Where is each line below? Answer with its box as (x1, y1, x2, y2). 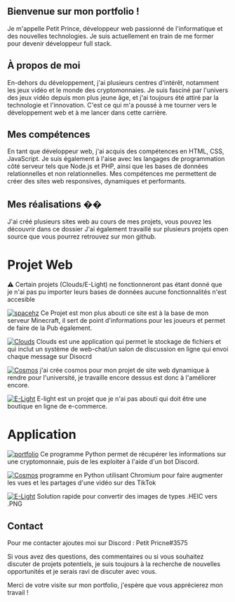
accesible (7, 295, 35, 304)
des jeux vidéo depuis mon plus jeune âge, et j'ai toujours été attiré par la (7, 93, 219, 101)
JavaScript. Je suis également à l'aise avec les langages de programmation (7, 155, 225, 163)
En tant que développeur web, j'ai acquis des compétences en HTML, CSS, (7, 147, 224, 155)
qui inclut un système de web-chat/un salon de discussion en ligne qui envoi (7, 345, 229, 354)
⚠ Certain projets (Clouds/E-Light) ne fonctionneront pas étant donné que (7, 281, 222, 289)
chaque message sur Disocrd (7, 352, 93, 361)
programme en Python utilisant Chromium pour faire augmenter (39, 471, 223, 480)
